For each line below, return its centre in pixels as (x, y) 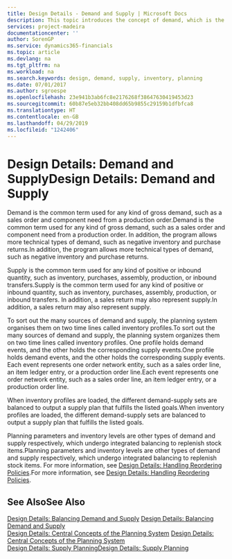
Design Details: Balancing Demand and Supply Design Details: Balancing (110, 519)
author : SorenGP (30, 40)
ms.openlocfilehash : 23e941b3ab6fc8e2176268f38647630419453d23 (100, 98)
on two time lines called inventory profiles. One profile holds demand (106, 343)
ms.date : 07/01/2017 (37, 85)
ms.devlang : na (29, 59)
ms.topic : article (34, 53)
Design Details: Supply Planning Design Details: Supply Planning (98, 548)
